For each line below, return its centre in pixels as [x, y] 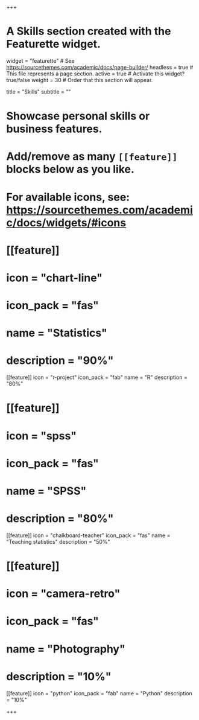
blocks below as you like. [70, 169]
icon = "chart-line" [54, 278]
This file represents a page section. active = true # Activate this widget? [96, 74]
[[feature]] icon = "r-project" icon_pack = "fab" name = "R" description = [97, 377]
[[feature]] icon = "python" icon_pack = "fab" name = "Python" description [99, 693]
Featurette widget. [54, 44]
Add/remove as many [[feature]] [92, 157]
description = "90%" [60, 361]
